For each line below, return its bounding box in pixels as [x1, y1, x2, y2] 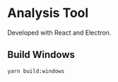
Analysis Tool [7, 5, 89, 21]
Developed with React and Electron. [7, 28, 112, 37]
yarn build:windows [7, 67, 65, 75]
